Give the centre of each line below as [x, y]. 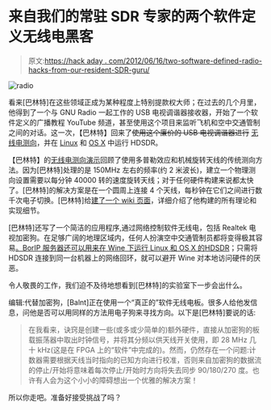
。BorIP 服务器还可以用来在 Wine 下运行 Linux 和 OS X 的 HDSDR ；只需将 [137, 247]
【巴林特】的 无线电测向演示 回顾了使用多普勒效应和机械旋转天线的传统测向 [132, 159]
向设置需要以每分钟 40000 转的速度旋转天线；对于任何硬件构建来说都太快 [131, 180]
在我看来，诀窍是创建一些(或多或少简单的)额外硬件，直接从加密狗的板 [144, 329]
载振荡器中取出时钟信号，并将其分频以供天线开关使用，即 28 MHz [138, 340]
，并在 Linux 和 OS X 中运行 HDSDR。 [100, 142]
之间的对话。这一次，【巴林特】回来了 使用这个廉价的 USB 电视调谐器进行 [129, 132]
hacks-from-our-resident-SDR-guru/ [89, 70]
